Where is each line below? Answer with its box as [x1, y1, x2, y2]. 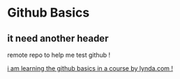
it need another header [7, 33, 109, 44]
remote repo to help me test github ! [7, 51, 111, 59]
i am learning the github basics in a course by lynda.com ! [7, 64, 173, 72]
